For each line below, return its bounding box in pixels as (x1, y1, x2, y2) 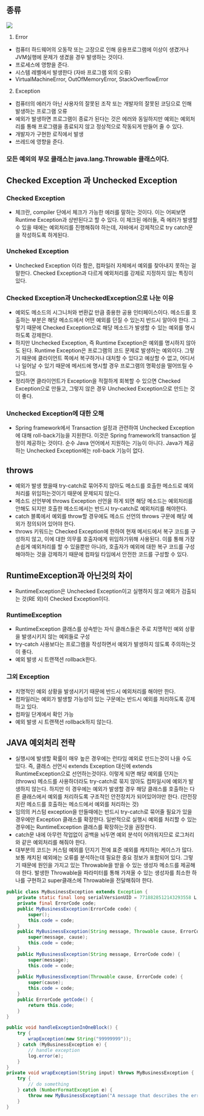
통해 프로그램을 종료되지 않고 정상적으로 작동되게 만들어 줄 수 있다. (26, 123, 184, 130)
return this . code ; (28, 1002, 75, 1008)
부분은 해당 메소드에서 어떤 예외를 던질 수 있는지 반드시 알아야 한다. (31, 316, 190, 324)
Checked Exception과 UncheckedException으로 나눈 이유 (6, 294, 174, 302)
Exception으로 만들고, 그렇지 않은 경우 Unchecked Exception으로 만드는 (15, 385, 189, 393)
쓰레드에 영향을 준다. (15, 138, 64, 145)
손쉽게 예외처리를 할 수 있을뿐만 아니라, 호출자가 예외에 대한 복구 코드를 (15, 543, 184, 550)
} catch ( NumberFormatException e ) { (17, 1087, 113, 1093)
